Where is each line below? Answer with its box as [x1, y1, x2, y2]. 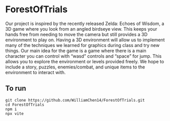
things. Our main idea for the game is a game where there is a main [5, 47, 147, 54]
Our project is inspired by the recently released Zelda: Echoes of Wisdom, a [5, 20, 164, 27]
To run [5, 84, 27, 93]
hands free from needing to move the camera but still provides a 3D [5, 31, 148, 37]
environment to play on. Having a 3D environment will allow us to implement [5, 37, 165, 43]
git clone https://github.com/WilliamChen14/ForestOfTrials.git [5, 98, 145, 103]
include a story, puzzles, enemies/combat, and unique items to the [5, 64, 145, 70]
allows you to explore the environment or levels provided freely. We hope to [5, 58, 164, 64]
